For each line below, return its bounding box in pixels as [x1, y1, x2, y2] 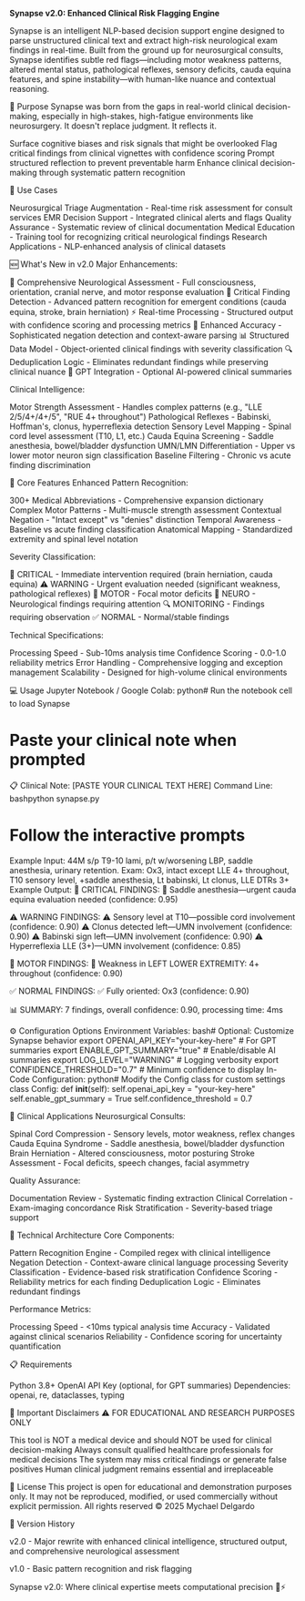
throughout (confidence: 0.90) [9, 967, 123, 978]
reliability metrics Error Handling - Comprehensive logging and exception [9, 658, 284, 668]
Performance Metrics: [9, 1303, 92, 1314]
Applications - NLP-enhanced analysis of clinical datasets [9, 241, 226, 251]
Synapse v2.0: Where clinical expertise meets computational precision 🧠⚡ [9, 1581, 287, 1592]
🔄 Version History [9, 1518, 76, 1529]
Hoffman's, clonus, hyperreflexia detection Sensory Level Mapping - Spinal [9, 421, 291, 432]
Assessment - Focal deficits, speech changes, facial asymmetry [9, 1157, 250, 1168]
